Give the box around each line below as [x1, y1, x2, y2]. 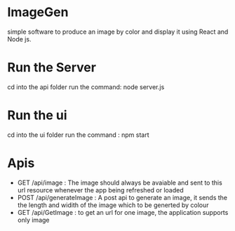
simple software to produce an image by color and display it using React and [7, 27, 229, 36]
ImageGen [7, 4, 69, 20]
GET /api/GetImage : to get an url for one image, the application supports [17, 208, 229, 216]
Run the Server [7, 60, 97, 76]
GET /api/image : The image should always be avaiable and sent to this [17, 178, 222, 187]
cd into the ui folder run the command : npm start [7, 131, 149, 139]
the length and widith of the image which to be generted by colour [17, 201, 209, 209]
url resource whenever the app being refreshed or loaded [17, 185, 184, 194]
